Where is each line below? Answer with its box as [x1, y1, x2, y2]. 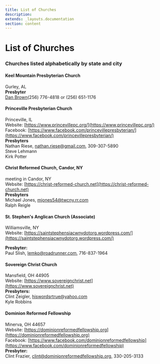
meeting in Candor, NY [5, 176, 52, 182]
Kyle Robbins [5, 299, 32, 305]
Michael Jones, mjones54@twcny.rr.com [5, 197, 89, 203]
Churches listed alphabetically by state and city [5, 60, 122, 67]
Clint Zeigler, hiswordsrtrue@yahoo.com [5, 293, 88, 299]
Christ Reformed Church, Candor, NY [5, 165, 83, 171]
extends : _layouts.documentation [5, 16, 74, 21]
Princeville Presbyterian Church [5, 105, 73, 112]
